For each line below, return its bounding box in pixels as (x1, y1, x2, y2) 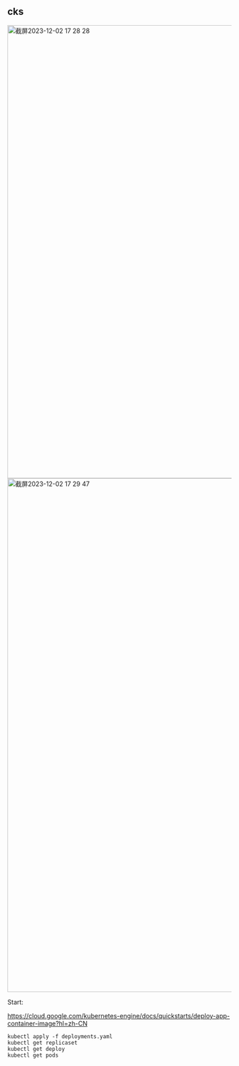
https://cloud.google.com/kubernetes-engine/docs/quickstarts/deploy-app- (7, 1011, 230, 1020)
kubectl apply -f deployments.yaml (7, 1032, 113, 1040)
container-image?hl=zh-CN (7, 1019, 87, 1027)
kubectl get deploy (7, 1045, 65, 1052)
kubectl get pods (7, 1052, 59, 1059)
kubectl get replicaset (7, 1039, 78, 1046)
